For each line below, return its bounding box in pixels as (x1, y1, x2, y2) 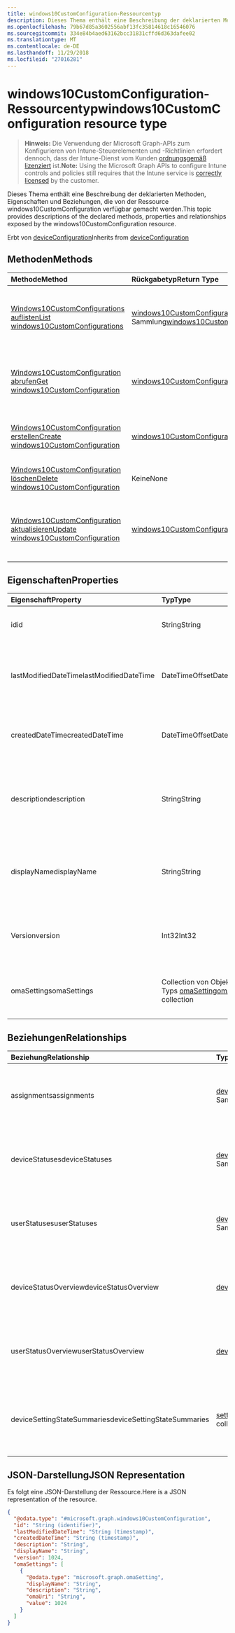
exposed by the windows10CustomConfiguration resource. (7, 219, 177, 228)
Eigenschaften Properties (7, 574, 119, 586)
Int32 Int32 (161, 931, 197, 941)
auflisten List (10, 312, 51, 322)
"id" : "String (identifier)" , (13, 1522, 101, 1529)
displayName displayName (10, 867, 97, 876)
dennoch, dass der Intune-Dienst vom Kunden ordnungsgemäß (24, 153, 207, 162)
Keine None (131, 474, 168, 483)
